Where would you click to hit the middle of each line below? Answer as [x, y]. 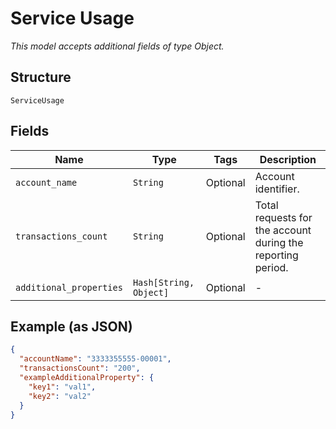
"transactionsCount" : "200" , [80, 368]
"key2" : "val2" [60, 396]
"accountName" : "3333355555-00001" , [95, 359]
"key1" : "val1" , [62, 387]
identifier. [277, 189]
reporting [276, 255]
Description [288, 159]
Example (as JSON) [71, 326]
